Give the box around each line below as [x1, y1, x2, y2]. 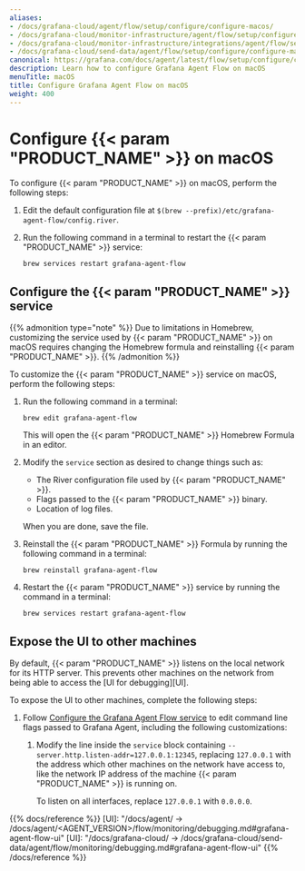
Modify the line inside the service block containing [35, 739, 226, 750]
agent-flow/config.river [22, 216, 117, 225]
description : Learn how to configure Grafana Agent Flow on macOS [9, 64, 266, 74]
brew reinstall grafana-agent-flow [22, 566, 158, 575]
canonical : [9, 55, 51, 64]
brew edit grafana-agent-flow [22, 414, 138, 423]
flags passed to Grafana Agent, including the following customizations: [22, 722, 288, 733]
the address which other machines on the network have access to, [35, 759, 286, 770]
